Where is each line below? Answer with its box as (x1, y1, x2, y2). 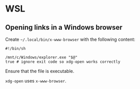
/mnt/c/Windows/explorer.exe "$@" (5, 55, 78, 60)
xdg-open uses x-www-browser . (5, 78, 66, 83)
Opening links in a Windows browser (5, 23, 122, 32)
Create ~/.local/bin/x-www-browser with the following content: (5, 36, 135, 42)
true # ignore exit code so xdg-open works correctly (5, 59, 121, 64)
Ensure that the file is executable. (5, 68, 75, 74)
